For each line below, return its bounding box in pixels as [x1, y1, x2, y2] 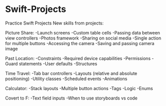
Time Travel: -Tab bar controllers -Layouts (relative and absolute [5, 70, 138, 76]
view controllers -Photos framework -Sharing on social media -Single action [5, 35, 162, 41]
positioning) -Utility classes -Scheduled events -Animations [5, 75, 128, 81]
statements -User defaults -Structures [19, 60, 97, 66]
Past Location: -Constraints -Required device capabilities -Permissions [5, 55, 151, 61]
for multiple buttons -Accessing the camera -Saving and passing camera [5, 40, 155, 46]
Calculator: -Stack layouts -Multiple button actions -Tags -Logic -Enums [5, 85, 153, 91]
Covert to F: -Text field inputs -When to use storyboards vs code [5, 95, 138, 101]
